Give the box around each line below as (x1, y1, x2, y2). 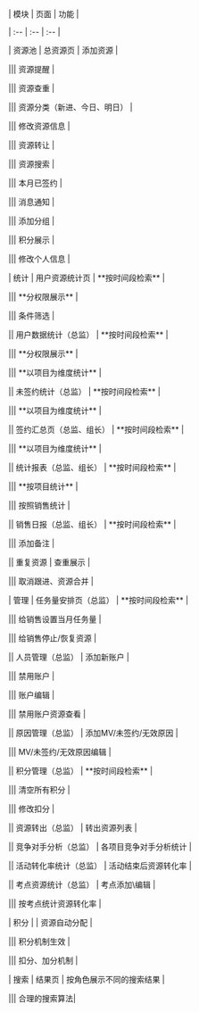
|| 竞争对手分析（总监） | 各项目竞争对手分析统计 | (8, 842, 193, 851)
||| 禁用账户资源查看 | (8, 709, 87, 719)
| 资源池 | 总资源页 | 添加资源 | (8, 45, 119, 55)
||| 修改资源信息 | (8, 120, 70, 131)
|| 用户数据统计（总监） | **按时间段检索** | (8, 329, 169, 340)
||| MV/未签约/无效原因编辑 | (8, 747, 112, 757)
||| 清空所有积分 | (8, 784, 70, 795)
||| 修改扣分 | (8, 803, 55, 814)
